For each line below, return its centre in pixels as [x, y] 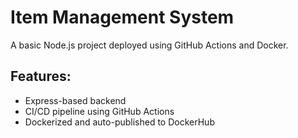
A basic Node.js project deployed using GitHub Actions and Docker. [149, 45]
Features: [41, 76]
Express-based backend [75, 100]
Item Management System [122, 17]
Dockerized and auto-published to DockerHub [119, 122]
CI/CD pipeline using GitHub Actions [99, 111]
